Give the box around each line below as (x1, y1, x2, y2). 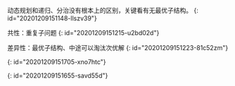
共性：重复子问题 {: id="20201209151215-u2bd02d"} (7, 29, 160, 37)
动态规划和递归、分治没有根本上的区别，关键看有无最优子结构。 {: (7, 6, 198, 14)
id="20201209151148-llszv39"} (7, 14, 97, 23)
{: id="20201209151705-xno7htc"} (7, 58, 107, 66)
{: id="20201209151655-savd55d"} (7, 71, 108, 80)
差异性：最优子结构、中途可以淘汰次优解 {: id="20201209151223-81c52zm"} (7, 44, 229, 51)
